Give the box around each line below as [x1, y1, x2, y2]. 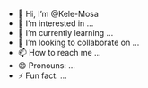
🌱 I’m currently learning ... [17, 28, 114, 38]
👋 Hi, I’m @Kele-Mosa [17, 9, 99, 19]
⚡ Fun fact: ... [17, 70, 67, 81]
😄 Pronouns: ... [17, 60, 76, 71]
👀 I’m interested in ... [17, 18, 94, 29]
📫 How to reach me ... [17, 48, 101, 57]
